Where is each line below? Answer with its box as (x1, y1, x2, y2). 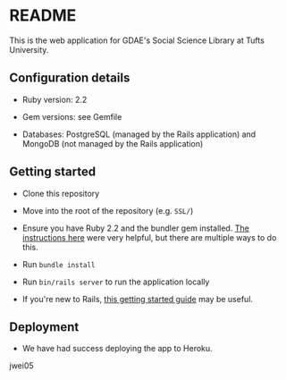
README (9, 5, 77, 26)
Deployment (9, 319, 80, 334)
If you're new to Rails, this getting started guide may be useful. (21, 293, 253, 304)
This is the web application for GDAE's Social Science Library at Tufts (9, 35, 265, 46)
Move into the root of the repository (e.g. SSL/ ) (21, 205, 194, 215)
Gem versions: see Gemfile (21, 111, 122, 122)
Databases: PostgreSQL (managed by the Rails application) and (21, 129, 257, 139)
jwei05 (9, 360, 34, 371)
